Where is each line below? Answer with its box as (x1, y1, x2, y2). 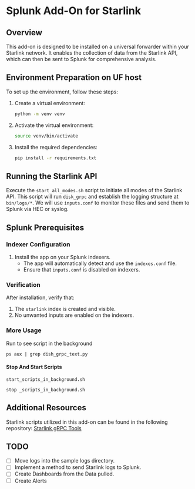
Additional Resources (6, 403, 86, 413)
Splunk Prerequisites (6, 222, 84, 233)
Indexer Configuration (6, 240, 70, 248)
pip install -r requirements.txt (14, 155, 97, 161)
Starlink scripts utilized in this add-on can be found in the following (6, 418, 169, 426)
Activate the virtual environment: (14, 122, 94, 129)
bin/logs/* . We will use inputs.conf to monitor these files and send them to (6, 199, 190, 206)
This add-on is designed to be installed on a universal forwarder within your (6, 43, 189, 50)
